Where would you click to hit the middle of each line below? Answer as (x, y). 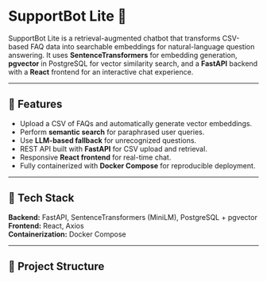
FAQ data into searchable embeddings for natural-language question (143, 46)
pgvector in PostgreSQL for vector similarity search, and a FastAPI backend (133, 64)
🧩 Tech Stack (41, 198)
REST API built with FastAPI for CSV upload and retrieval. (114, 148)
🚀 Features (35, 104)
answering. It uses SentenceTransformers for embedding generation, (123, 55)
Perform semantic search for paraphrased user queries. (112, 132)
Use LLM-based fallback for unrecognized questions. (108, 140)
